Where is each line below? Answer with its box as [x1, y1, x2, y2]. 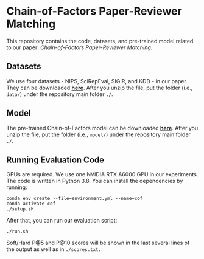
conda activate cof [6, 201, 56, 207]
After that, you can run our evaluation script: [6, 217, 118, 224]
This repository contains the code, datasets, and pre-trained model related [6, 37, 194, 44]
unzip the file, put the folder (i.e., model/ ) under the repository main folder [6, 131, 191, 138]
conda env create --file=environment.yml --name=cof [6, 196, 143, 202]
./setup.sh [6, 206, 34, 212]
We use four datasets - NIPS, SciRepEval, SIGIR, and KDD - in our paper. [6, 77, 188, 85]
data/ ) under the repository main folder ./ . [6, 90, 113, 98]
